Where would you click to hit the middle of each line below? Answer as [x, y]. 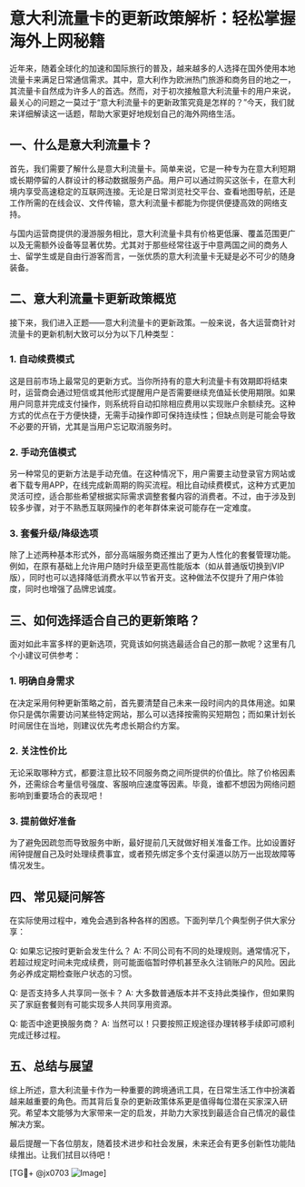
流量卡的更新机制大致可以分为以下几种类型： [93, 333]
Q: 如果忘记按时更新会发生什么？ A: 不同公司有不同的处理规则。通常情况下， [152, 951]
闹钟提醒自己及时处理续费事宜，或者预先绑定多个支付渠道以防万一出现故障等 [152, 854]
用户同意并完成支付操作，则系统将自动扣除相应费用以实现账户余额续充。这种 [152, 403]
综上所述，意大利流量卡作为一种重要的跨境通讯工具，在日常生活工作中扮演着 [152, 1090]
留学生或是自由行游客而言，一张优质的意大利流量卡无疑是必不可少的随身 [160, 256]
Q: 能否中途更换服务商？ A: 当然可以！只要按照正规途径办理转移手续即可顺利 [152, 1024]
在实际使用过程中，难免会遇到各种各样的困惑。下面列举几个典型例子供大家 [148, 920]
